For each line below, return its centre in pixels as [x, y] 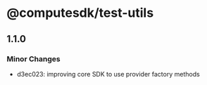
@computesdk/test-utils [80, 13]
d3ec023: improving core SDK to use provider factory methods [108, 74]
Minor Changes [33, 59]
